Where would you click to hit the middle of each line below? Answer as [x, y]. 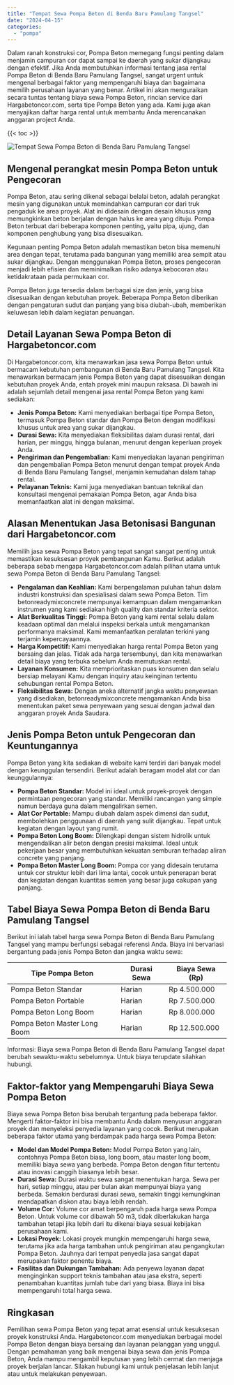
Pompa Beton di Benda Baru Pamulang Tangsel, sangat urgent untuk [106, 75]
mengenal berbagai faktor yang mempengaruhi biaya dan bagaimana [106, 83]
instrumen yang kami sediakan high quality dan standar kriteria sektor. [118, 609]
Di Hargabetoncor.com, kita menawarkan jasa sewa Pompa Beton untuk [110, 362]
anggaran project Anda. [41, 120]
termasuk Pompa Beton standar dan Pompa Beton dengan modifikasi [116, 420]
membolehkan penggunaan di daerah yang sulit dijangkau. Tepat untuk [119, 821]
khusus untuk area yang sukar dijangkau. [76, 427]
